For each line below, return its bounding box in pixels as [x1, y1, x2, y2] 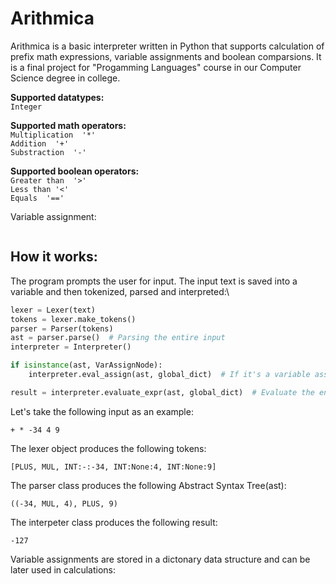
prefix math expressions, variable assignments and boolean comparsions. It [10, 50, 322, 62]
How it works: [10, 248, 98, 266]
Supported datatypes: [10, 91, 105, 103]
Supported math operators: [10, 119, 127, 131]
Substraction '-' [10, 147, 87, 157]
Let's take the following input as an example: [10, 405, 194, 417]
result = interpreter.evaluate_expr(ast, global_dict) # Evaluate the [10, 387, 315, 397]
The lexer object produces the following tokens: [10, 442, 207, 454]
